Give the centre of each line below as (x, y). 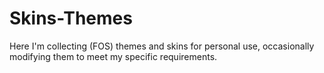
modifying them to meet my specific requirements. (113, 56)
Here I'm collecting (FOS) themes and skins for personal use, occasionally (162, 46)
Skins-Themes (71, 18)
